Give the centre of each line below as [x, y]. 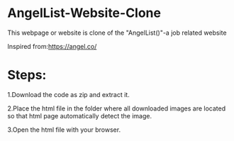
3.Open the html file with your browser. [64, 130]
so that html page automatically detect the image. [80, 115]
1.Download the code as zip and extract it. [68, 94]
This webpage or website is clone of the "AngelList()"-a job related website [117, 33]
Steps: [27, 75]
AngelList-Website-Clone [84, 13]
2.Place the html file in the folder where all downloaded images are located [117, 108]
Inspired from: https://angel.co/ [52, 46]
